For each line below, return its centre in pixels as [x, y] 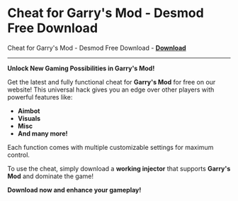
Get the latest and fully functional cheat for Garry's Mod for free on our [112, 82]
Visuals [29, 118]
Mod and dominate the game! [51, 176]
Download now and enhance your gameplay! [74, 190]
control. [19, 155]
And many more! [43, 134]
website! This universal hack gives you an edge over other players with [111, 89]
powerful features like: [40, 97]
